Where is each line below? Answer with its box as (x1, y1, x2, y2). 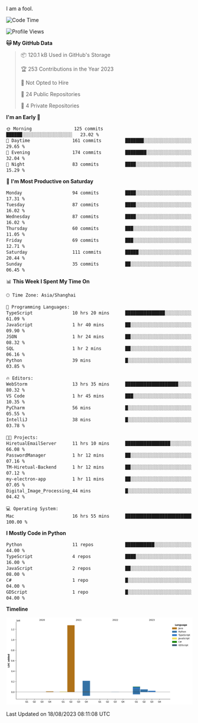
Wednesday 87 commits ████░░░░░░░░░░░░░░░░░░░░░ (6, 214, 192, 219)
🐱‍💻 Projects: (6, 435, 38, 441)
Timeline (6, 606, 28, 613)
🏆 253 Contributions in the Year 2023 (20, 65, 114, 72)
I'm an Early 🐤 (6, 114, 41, 120)
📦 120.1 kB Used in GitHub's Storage (20, 52, 111, 58)
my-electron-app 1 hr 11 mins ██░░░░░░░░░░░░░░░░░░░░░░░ (6, 476, 192, 482)
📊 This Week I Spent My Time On (6, 278, 90, 285)
